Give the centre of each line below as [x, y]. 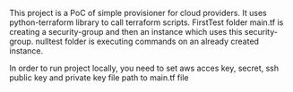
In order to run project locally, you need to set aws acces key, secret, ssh [144, 68]
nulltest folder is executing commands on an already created [147, 41]
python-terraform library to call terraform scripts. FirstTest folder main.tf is [146, 22]
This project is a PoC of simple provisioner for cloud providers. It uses [138, 13]
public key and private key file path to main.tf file [99, 78]
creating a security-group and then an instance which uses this [126, 32]
